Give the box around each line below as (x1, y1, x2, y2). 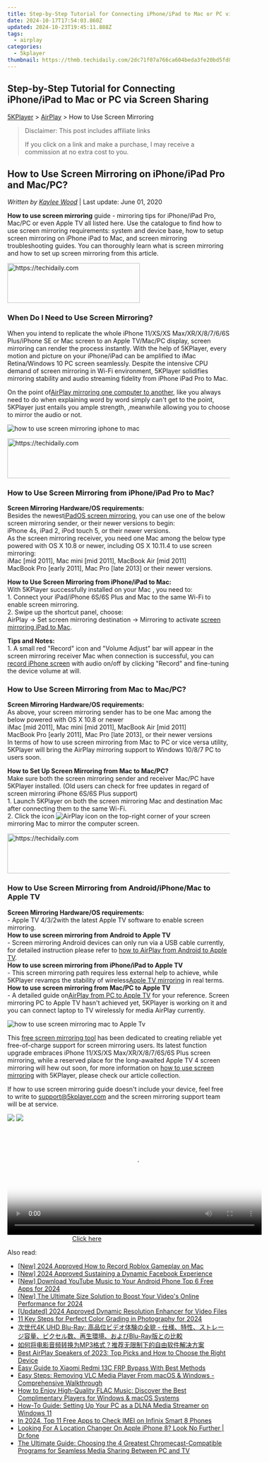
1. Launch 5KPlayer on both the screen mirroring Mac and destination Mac (7, 797, 223, 806)
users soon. (7, 753, 42, 762)
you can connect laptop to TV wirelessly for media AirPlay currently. (7, 1006, 205, 1015)
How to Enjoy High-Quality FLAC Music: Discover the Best (17, 1386, 187, 1395)
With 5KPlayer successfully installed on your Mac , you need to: (7, 585, 193, 593)
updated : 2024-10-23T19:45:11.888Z (7, 23, 112, 30)
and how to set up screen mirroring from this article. (7, 249, 159, 258)
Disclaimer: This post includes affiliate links (24, 126, 150, 135)
